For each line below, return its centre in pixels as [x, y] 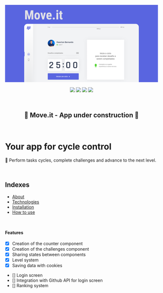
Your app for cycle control [58, 146]
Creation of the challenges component [50, 249]
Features [14, 233]
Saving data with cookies [37, 265]
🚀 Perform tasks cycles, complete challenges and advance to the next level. [81, 160]
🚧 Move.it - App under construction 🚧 [81, 115]
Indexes [17, 185]
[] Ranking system [30, 286]
